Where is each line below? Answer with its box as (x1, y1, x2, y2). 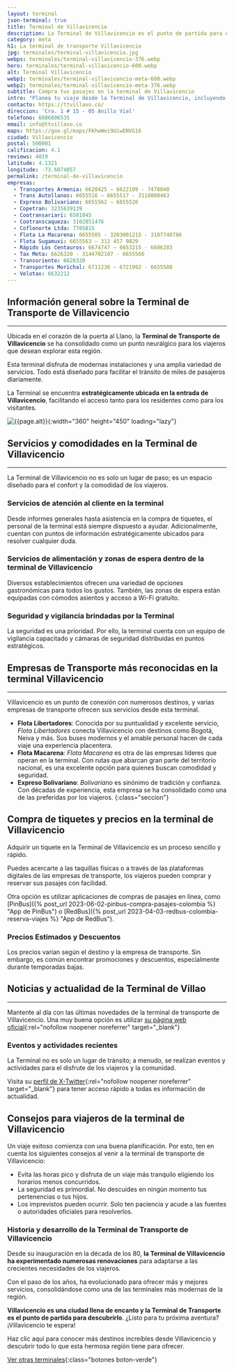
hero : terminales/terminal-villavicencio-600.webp (7, 62, 157, 69)
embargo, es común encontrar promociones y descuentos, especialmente (7, 956, 219, 964)
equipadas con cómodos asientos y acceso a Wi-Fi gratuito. (7, 593, 180, 602)
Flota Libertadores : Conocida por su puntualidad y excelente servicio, (17, 719, 219, 727)
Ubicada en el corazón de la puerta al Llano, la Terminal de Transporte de (7, 332, 221, 340)
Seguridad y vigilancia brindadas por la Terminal (7, 611, 175, 621)
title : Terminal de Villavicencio (7, 23, 108, 30)
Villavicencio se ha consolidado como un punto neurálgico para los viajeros (7, 340, 226, 348)
